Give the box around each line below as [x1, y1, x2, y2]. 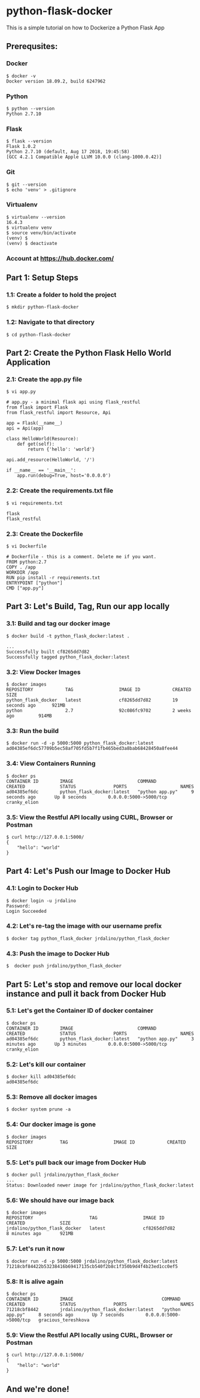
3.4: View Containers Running [6, 759, 96, 768]
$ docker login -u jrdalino [6, 897, 77, 904]
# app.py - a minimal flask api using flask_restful [6, 400, 141, 406]
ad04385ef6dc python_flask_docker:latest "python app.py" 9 [6, 789, 195, 795]
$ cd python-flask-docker [6, 331, 71, 338]
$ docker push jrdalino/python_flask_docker [6, 963, 122, 969]
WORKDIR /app [6, 570, 39, 576]
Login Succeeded [6, 908, 47, 914]
